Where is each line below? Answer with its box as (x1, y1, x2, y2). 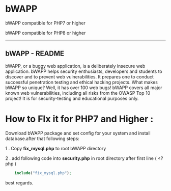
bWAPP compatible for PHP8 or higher (5, 30, 86, 36)
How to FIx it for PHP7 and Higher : (5, 113, 154, 125)
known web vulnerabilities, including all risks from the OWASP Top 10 (5, 90, 151, 96)
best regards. (5, 179, 34, 186)
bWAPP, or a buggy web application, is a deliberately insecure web (5, 63, 146, 69)
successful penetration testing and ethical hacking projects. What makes (5, 79, 158, 85)
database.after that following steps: (5, 135, 80, 142)
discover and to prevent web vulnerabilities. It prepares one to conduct (5, 73, 154, 79)
